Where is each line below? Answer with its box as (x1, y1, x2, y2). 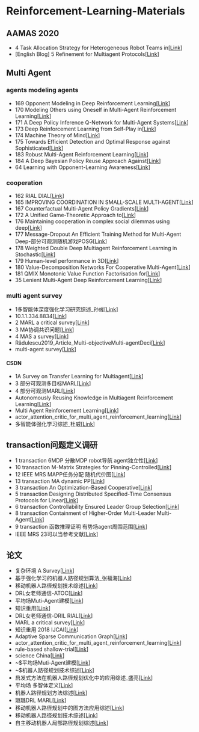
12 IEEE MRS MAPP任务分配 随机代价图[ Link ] (14, 471, 126, 478)
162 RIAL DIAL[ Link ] (14, 192, 64, 199)
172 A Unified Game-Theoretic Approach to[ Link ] (14, 211, 136, 218)
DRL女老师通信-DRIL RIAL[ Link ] (14, 612, 93, 620)
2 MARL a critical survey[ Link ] (14, 319, 90, 326)
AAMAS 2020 (6, 28, 60, 38)
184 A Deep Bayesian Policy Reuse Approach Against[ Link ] (14, 157, 161, 164)
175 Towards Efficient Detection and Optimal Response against (14, 138, 170, 145)
